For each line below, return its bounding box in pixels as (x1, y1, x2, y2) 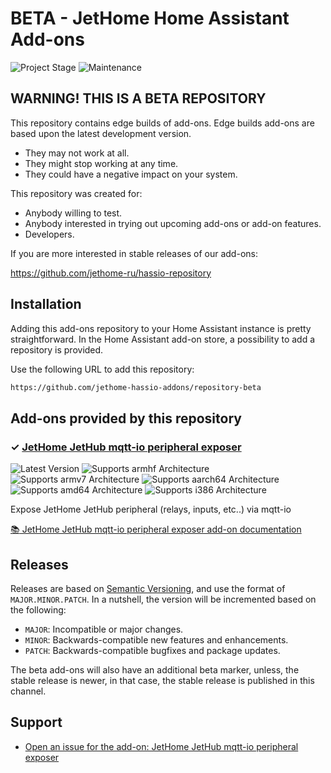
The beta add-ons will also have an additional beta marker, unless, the (10, 663, 300, 676)
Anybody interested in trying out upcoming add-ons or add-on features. (24, 217, 322, 229)
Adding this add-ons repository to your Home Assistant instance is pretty (10, 322, 312, 334)
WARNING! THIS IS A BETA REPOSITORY (10, 90, 267, 107)
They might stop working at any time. (24, 157, 179, 169)
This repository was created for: (10, 187, 143, 199)
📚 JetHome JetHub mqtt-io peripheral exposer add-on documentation (10, 523, 302, 536)
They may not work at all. (24, 147, 130, 159)
